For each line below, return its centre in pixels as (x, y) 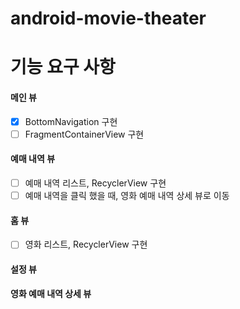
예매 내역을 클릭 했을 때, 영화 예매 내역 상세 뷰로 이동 (127, 195)
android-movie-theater (108, 18)
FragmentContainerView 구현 (84, 134)
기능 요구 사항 (63, 67)
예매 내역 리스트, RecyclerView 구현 (95, 183)
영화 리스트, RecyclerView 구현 (86, 244)
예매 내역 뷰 (33, 159)
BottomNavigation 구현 (71, 121)
